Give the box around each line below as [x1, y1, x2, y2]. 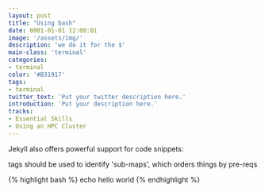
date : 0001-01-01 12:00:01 [8, 26, 98, 34]
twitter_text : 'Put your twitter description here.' [8, 93, 186, 101]
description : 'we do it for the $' [8, 41, 126, 49]
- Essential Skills [8, 115, 73, 123]
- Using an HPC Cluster [8, 122, 87, 130]
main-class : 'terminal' [8, 48, 87, 56]
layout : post [8, 11, 52, 20]
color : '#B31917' [8, 71, 66, 79]
